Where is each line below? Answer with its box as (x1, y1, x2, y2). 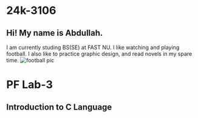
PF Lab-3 (6, 78, 53, 91)
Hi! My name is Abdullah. (6, 28, 103, 38)
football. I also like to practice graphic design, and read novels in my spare (6, 50, 193, 57)
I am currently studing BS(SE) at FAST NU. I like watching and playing (6, 44, 180, 51)
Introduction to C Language (6, 102, 112, 112)
